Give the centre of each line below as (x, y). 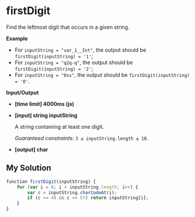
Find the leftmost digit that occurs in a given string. (68, 27)
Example (17, 38)
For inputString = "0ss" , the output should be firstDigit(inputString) (102, 75)
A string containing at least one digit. (59, 126)
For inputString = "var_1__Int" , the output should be (80, 50)
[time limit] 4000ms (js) (44, 104)
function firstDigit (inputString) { (51, 181)
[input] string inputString (46, 115)
